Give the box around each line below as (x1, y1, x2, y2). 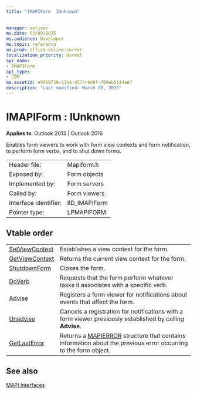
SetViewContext (9, 245, 54, 253)
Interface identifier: (9, 198, 62, 207)
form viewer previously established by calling (59, 315, 185, 323)
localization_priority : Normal (6, 52, 83, 58)
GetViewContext (9, 254, 55, 262)
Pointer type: (9, 208, 45, 216)
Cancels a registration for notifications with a (59, 307, 184, 315)
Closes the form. (59, 264, 106, 272)
